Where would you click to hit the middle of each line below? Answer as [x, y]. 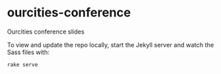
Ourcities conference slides [46, 32]
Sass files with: [28, 52]
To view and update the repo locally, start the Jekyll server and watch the [110, 45]
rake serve [23, 64]
